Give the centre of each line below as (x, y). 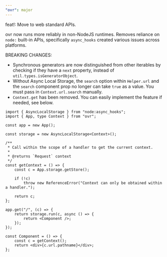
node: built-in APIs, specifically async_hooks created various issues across (82, 40)
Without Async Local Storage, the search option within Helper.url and (86, 81)
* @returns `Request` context (39, 156)
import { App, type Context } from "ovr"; (51, 116)
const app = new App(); (30, 125)
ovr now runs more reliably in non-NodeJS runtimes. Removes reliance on (82, 34)
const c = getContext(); (41, 241)
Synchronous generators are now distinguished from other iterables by (87, 65)
